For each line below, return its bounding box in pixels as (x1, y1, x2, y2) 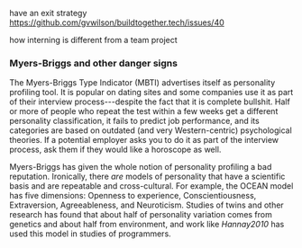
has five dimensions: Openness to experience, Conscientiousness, (9, 190, 257, 201)
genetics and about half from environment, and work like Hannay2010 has (9, 219, 285, 230)
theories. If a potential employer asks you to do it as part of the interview (9, 135, 279, 146)
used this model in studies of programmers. (9, 228, 171, 239)
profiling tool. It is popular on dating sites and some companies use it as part (9, 87, 294, 98)
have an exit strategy (9, 8, 87, 18)
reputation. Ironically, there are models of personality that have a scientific (9, 171, 286, 182)
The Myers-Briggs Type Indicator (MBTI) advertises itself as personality (9, 77, 276, 88)
